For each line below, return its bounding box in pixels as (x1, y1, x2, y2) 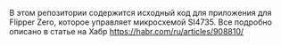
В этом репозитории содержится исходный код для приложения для (9, 8, 272, 18)
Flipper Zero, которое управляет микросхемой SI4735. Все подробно (9, 17, 272, 27)
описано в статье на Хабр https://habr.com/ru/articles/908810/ (9, 26, 244, 36)
